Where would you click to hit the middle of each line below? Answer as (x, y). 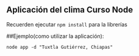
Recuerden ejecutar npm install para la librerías (67, 24)
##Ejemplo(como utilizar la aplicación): (55, 36)
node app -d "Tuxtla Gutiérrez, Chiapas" (60, 47)
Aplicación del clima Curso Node (69, 10)
